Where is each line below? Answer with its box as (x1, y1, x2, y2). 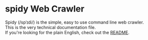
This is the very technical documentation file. (5, 24, 96, 30)
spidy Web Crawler (5, 3, 85, 14)
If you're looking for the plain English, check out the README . (5, 29, 130, 35)
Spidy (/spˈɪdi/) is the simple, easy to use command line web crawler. (5, 19, 144, 25)
